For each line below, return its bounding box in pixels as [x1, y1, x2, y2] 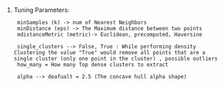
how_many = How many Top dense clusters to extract [17, 61, 169, 68]
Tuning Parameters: [13, 6, 70, 14]
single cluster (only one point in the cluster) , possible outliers [13, 55, 218, 62]
